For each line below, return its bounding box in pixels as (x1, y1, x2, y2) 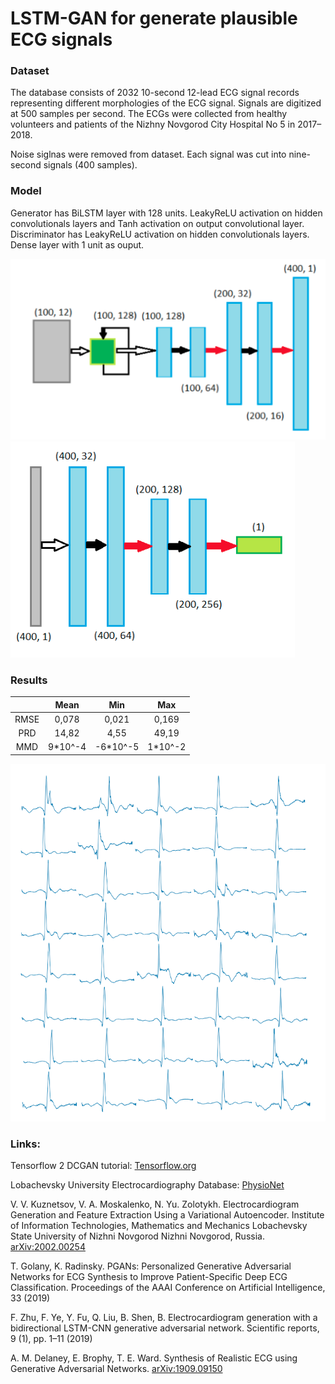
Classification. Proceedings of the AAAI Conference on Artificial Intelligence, (10, 1282, 326, 1294)
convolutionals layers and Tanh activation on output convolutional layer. (10, 217, 305, 229)
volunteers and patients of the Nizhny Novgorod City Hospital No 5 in (10, 118, 296, 131)
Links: (10, 1137, 41, 1151)
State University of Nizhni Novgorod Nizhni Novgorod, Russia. (10, 1230, 265, 1242)
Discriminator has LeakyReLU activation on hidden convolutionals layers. (10, 228, 310, 240)
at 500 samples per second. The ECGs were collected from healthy (10, 108, 288, 120)
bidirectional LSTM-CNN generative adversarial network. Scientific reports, (10, 1322, 320, 1334)
